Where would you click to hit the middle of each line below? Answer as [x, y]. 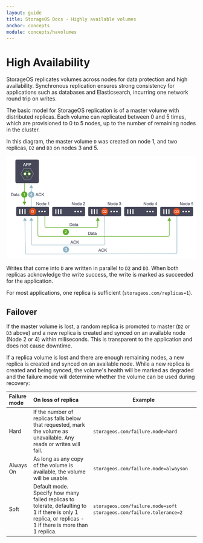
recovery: [18, 383]
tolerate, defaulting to [60, 506]
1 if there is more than [60, 525]
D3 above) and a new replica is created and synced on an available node [96, 332]
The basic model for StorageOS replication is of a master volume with [93, 110]
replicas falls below [57, 418]
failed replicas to [54, 499]
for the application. [30, 281]
